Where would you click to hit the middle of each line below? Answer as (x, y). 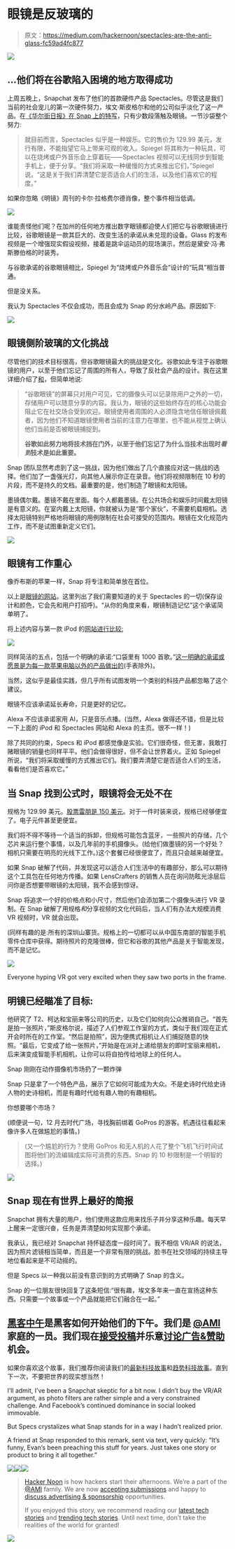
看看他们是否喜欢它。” (38, 769)
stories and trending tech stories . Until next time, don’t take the (115, 1517)
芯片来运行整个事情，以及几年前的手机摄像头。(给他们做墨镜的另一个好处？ (116, 844)
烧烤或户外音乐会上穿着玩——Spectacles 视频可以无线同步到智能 (130, 157)
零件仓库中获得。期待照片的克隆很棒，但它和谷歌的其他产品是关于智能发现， (117, 941)
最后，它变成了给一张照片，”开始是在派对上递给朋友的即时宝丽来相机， (123, 1045)
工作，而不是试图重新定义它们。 (53, 526)
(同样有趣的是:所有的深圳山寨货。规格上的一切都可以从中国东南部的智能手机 (116, 932)
